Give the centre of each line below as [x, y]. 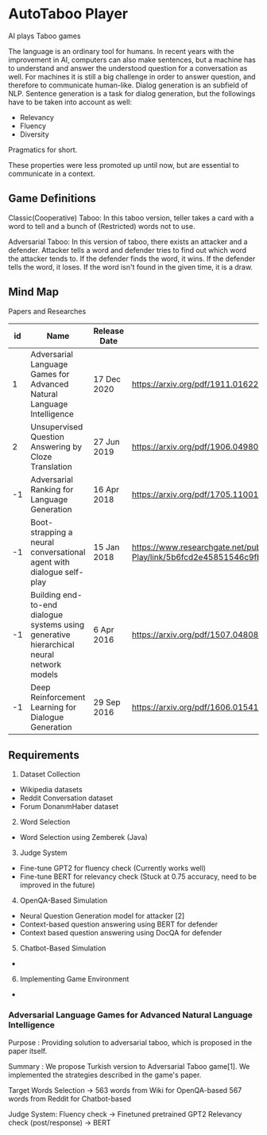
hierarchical [52, 644]
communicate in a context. [52, 173]
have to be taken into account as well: [70, 102]
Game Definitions [52, 198]
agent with [50, 562]
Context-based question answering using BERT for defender [119, 924]
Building [46, 595]
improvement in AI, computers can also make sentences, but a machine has [132, 60]
